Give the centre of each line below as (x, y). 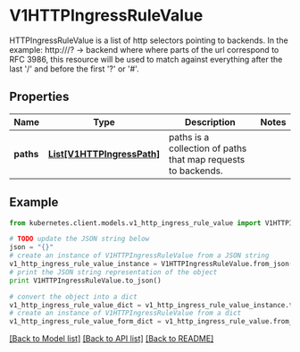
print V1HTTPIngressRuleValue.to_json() (86, 281)
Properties (39, 97)
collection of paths (208, 148)
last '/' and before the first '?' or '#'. (75, 69)
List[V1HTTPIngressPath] (104, 154)
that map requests (207, 159)
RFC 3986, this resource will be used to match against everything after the (146, 59)
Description (210, 122)
